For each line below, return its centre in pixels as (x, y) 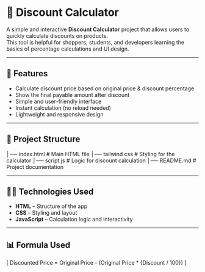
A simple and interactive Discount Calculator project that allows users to (98, 29)
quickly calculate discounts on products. (57, 35)
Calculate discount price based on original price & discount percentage (105, 88)
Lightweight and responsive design (59, 114)
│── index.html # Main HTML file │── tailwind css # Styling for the (91, 154)
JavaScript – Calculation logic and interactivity (74, 220)
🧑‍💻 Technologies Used (50, 191)
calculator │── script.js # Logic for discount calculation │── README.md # (101, 160)
